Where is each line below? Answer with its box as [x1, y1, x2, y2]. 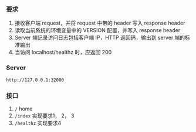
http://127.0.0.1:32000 [6, 77, 65, 83]
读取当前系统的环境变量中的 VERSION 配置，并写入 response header [14, 27, 181, 34]
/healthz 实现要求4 [14, 119, 62, 126]
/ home [14, 105, 33, 112]
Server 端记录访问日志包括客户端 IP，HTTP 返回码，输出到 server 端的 [14, 34, 185, 41]
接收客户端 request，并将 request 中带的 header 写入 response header [14, 19, 185, 27]
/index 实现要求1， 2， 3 [14, 112, 75, 119]
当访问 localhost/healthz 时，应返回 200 [14, 48, 112, 56]
